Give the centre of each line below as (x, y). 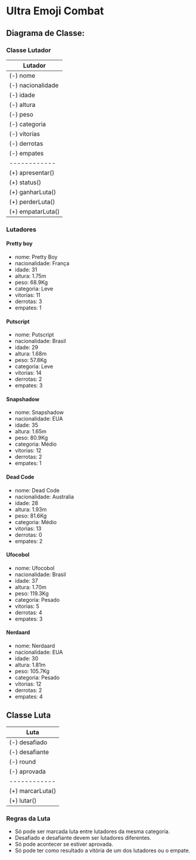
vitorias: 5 (27, 606)
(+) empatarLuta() (35, 212)
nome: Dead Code (37, 490)
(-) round (23, 761)
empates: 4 (29, 697)
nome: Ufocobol (35, 568)
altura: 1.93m (31, 509)
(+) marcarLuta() (33, 791)
